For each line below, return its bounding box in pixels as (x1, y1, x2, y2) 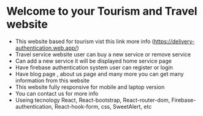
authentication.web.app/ (15, 44, 77, 52)
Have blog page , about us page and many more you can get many (15, 70, 184, 77)
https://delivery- (153, 37, 195, 45)
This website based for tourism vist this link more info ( (15, 37, 155, 45)
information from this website (15, 77, 90, 84)
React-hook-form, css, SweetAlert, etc (54, 102, 152, 110)
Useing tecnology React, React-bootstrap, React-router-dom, (15, 96, 170, 104)
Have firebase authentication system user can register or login (15, 63, 174, 71)
